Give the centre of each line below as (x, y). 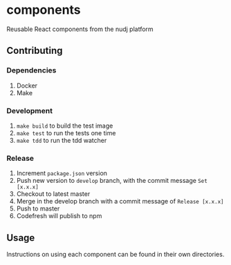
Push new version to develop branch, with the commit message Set (112, 181)
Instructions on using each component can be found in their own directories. (115, 255)
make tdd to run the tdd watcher (62, 140)
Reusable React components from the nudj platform (80, 29)
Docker (27, 86)
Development (30, 110)
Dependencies (31, 70)
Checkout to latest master (53, 194)
